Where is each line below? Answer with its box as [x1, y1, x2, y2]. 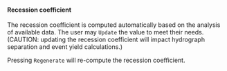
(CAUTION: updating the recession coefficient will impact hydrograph [7, 35, 206, 44]
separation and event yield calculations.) [7, 43, 123, 51]
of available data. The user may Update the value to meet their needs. [7, 28, 204, 37]
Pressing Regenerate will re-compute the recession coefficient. [7, 56, 185, 65]
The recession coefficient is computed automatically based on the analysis [7, 21, 221, 29]
